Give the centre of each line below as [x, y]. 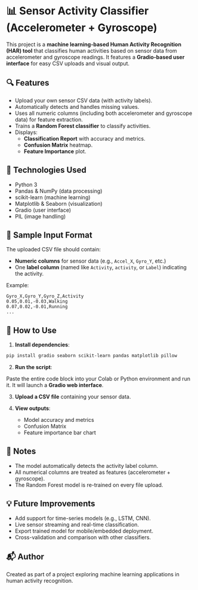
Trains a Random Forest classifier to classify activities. [83, 126]
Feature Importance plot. [55, 151]
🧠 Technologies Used [46, 170]
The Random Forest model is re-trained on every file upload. [89, 485]
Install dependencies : [42, 345]
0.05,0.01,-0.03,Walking [37, 302]
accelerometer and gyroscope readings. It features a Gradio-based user [95, 57]
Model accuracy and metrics [59, 420]
